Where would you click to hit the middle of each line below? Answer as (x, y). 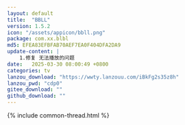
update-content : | (33, 52)
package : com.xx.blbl (38, 39)
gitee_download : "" (35, 89)
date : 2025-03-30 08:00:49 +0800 (58, 64)
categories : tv (29, 70)
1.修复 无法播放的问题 (47, 58)
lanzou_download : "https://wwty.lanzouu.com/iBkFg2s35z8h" (93, 77)
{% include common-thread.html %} (58, 115)
